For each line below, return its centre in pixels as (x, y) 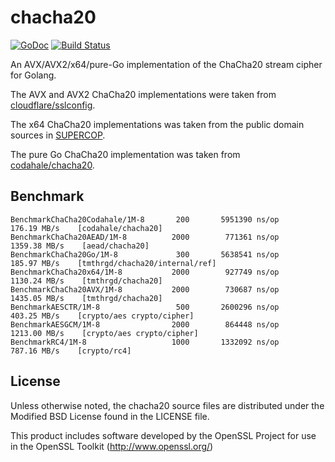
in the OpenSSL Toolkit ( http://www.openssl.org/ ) (112, 446)
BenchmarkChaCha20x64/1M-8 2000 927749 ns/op (145, 272)
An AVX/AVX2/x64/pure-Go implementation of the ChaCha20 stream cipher (166, 64)
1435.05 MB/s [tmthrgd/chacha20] (86, 298)
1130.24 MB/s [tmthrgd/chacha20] (86, 281)
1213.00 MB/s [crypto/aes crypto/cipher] (104, 333)
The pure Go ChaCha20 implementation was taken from (125, 154)
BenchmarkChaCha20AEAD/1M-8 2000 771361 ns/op (145, 237)
